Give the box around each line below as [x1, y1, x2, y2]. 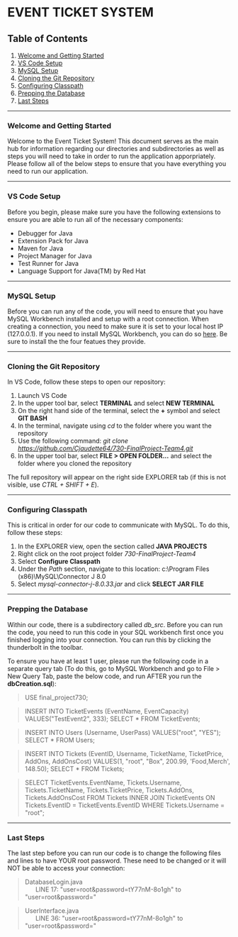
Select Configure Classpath [17, 558, 101, 566]
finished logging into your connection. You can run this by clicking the [7, 636, 211, 644]
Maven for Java [17, 244, 64, 253]
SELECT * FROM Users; [24, 736, 96, 744]
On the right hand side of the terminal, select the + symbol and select [17, 406, 221, 415]
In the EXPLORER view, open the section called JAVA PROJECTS [17, 542, 208, 550]
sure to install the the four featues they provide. [7, 337, 147, 345]
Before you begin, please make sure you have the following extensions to [7, 207, 221, 216]
